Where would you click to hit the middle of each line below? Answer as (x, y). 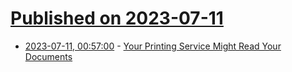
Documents (48, 56)
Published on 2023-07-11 (117, 18)
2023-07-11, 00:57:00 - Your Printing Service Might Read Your (153, 46)
